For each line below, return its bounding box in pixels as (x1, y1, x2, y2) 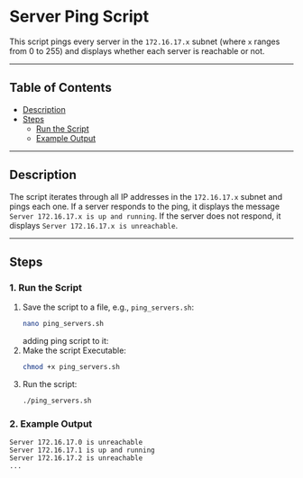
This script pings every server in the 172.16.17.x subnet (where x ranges (9, 36, 280, 47)
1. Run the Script (9, 281, 83, 293)
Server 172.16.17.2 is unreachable (9, 454, 143, 463)
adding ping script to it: (22, 336, 109, 347)
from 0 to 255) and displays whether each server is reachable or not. (9, 45, 265, 56)
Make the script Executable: (22, 345, 126, 356)
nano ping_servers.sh (22, 320, 104, 329)
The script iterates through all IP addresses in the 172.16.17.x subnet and (9, 191, 282, 202)
